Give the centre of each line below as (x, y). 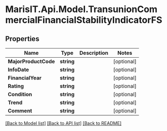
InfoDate (19, 70)
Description (94, 53)
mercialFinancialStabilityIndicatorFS (84, 20)
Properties (22, 39)
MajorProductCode (31, 61)
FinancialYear (25, 78)
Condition (20, 94)
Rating (16, 86)
